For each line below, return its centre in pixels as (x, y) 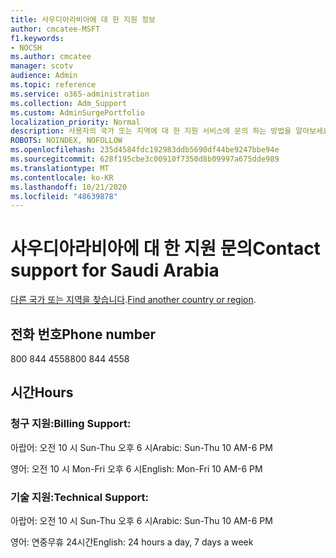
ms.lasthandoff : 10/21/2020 (69, 187)
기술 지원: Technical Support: (79, 497)
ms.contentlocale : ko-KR (62, 177)
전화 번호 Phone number (83, 334)
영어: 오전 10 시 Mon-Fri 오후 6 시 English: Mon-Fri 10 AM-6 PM (136, 468)
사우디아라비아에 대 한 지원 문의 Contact (165, 248)
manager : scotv (42, 66)
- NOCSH (26, 47)
